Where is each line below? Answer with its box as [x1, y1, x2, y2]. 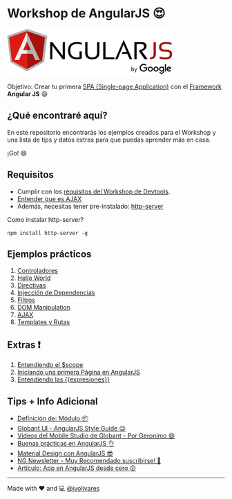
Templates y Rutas [17, 318, 70, 326]
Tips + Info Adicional [7, 395, 98, 407]
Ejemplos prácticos [7, 248, 92, 260]
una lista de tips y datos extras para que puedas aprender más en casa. [7, 135, 211, 144]
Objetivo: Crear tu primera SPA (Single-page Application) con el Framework [7, 82, 222, 91]
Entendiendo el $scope [17, 361, 84, 369]
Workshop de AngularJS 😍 [7, 6, 166, 21]
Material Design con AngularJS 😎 [17, 449, 114, 458]
